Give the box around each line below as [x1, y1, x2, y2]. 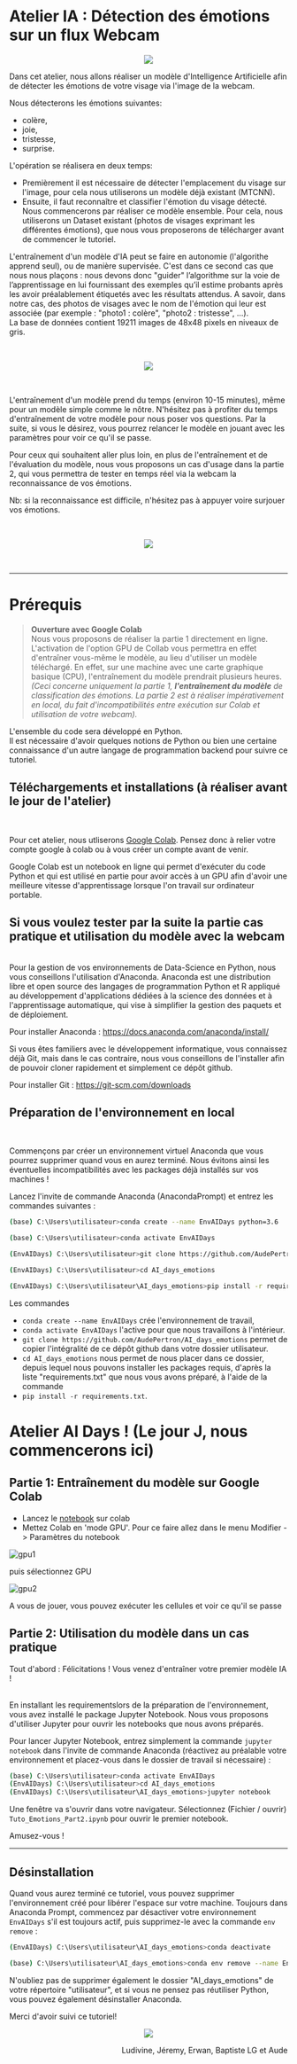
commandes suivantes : [9, 1200, 96, 1211]
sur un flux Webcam [9, 25, 161, 45]
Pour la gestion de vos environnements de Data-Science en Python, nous [9, 962, 277, 973]
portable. [9, 889, 42, 900]
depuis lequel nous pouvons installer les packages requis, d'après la [21, 1362, 271, 1372]
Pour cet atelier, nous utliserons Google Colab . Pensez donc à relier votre [9, 834, 276, 845]
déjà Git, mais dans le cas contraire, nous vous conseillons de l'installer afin [9, 1052, 285, 1063]
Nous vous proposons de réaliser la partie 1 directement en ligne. [30, 633, 268, 644]
